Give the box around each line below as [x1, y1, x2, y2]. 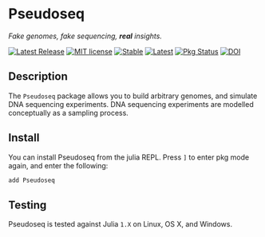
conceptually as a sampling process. [8, 108, 129, 117]
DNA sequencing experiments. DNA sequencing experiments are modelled [8, 99, 254, 109]
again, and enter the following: [8, 160, 109, 170]
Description [8, 69, 68, 84]
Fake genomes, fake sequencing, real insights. [8, 31, 162, 41]
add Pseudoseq [8, 176, 56, 184]
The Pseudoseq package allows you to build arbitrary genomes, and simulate [8, 91, 258, 101]
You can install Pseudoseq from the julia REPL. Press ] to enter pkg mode [8, 152, 250, 162]
